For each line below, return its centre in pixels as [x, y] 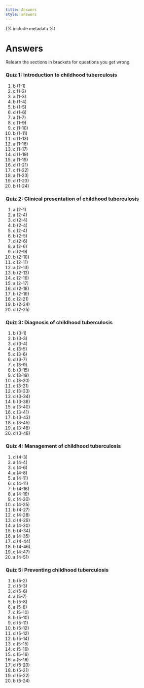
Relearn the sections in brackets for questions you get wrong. [68, 62]
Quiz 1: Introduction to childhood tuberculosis [61, 75]
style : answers [21, 14]
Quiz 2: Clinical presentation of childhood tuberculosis [72, 199]
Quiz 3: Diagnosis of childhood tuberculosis [59, 322]
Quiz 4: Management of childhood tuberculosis [63, 446]
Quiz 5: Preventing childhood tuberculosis [57, 570]
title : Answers [21, 10]
